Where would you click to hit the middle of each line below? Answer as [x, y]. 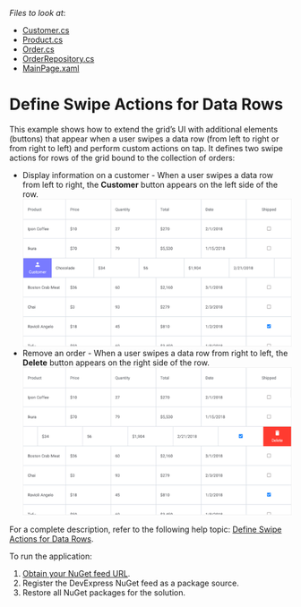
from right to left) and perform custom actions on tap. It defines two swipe [146, 148]
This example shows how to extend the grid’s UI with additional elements [144, 129]
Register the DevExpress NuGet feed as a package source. [131, 583]
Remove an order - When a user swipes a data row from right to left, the [155, 354]
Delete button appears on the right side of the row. [116, 363]
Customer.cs [46, 30]
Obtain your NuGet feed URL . [76, 574]
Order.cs [39, 49]
